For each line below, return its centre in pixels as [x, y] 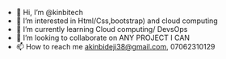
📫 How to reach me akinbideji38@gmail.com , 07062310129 [115, 47]
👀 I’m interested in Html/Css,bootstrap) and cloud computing [117, 21]
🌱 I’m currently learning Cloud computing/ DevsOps [102, 29]
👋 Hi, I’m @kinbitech [49, 12]
